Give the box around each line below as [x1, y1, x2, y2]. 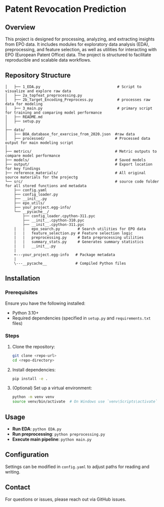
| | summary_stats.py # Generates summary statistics [14, 239, 144, 244]
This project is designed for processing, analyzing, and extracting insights [5, 36, 155, 42]
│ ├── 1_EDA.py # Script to [5, 84, 141, 89]
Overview [5, 23, 36, 32]
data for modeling [5, 101, 43, 106]
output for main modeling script [5, 140, 74, 145]
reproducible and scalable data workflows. [5, 57, 92, 63]
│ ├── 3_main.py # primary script [5, 106, 153, 111]
